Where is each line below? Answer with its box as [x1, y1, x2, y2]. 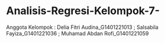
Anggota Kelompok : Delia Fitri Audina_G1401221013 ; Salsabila [6, 24, 158, 31]
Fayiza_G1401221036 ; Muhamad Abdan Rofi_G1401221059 [6, 29, 149, 37]
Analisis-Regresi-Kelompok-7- [6, 4, 160, 18]
